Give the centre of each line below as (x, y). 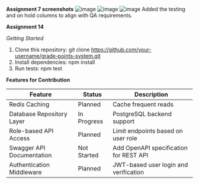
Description (151, 94)
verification (128, 172)
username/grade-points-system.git (57, 56)
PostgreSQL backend (142, 114)
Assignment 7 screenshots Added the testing (96, 9)
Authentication (30, 165)
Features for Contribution (38, 80)
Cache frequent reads (143, 104)
